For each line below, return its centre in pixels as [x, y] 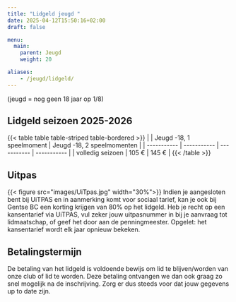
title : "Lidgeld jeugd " [44, 14]
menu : [15, 40]
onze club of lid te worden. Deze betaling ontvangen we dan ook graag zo [115, 277]
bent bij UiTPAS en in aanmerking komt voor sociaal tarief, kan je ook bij [112, 200]
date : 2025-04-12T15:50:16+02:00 [57, 20]
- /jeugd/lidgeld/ [47, 78]
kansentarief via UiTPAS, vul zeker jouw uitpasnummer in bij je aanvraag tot [117, 215]
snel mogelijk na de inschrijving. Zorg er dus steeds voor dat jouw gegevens [118, 284]
